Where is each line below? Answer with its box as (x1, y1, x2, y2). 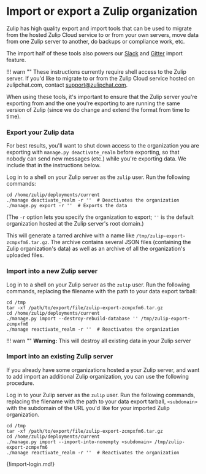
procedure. (6, 379, 35, 387)
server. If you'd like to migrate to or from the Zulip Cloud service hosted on (6, 74, 195, 82)
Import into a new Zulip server (6, 267, 98, 275)
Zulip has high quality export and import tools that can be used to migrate (6, 25, 192, 32)
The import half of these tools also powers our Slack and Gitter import (6, 49, 183, 57)
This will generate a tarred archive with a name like (6, 232, 135, 239)
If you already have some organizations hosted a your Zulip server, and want (6, 366, 200, 373)
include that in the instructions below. (6, 162, 101, 169)
